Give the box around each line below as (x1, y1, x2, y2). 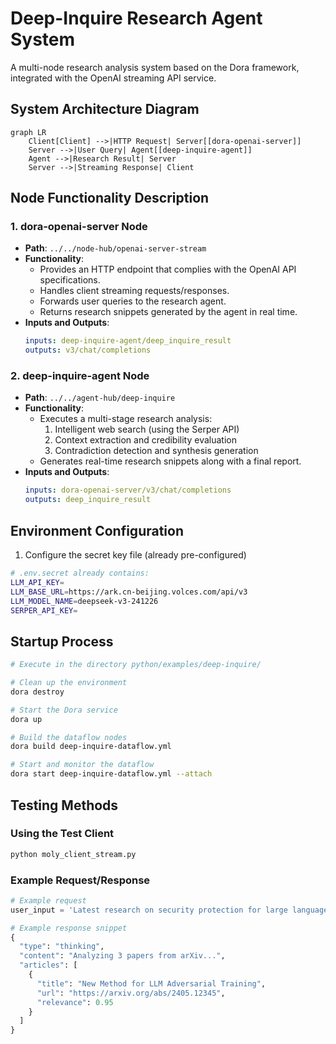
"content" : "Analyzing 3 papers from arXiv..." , (19, 951, 226, 961)
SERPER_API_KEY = (10, 605, 78, 616)
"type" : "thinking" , (19, 942, 105, 952)
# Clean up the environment (10, 678, 128, 688)
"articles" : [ (19, 960, 78, 971)
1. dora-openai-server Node (10, 220, 148, 234)
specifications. (39, 274, 101, 286)
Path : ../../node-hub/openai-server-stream (24, 242, 207, 254)
